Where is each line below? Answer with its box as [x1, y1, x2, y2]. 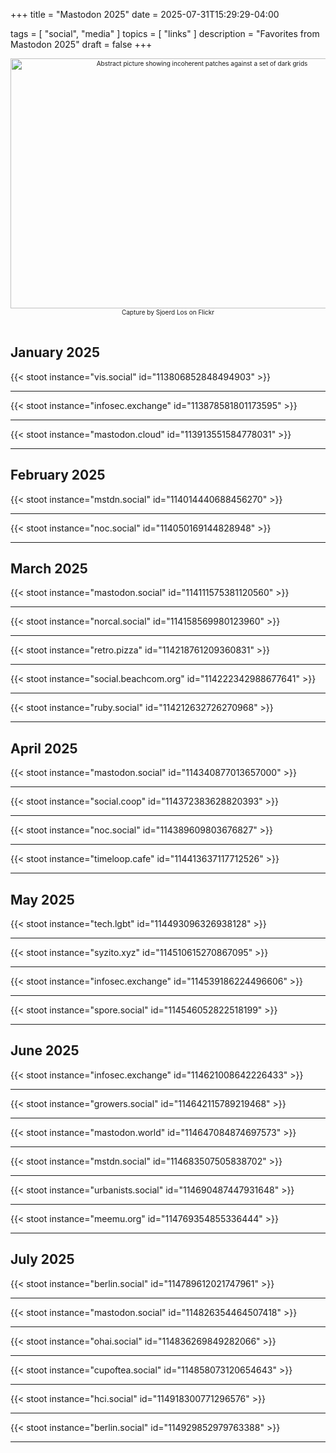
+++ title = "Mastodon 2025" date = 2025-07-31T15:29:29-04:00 [10, 9, 280, 20]
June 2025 [10, 1042, 80, 1059]
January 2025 [10, 344, 100, 361]
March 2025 [10, 560, 88, 578]
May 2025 [10, 891, 75, 908]
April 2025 [10, 740, 78, 757]
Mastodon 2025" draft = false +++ [10, 39, 153, 50]
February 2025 [10, 467, 106, 484]
